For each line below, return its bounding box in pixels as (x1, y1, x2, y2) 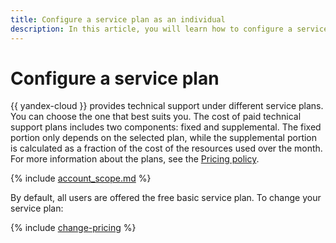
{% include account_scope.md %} (10, 172, 152, 185)
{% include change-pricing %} (10, 222, 137, 234)
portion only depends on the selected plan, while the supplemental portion (10, 132, 318, 144)
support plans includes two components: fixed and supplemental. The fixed (10, 121, 322, 133)
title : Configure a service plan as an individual (10, 14, 226, 25)
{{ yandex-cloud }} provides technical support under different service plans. (10, 100, 324, 112)
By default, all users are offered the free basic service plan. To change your (10, 192, 322, 204)
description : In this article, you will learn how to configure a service (10, 24, 329, 34)
